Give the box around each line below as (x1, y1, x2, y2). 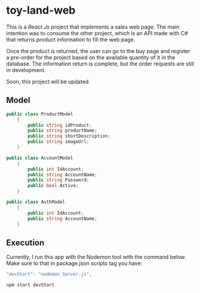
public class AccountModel (6, 155, 73, 161)
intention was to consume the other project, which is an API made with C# (6, 29, 188, 36)
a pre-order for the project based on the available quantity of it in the (6, 54, 176, 61)
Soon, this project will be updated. (6, 78, 91, 85)
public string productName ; (27, 127, 97, 134)
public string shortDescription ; (27, 133, 111, 139)
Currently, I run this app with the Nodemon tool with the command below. (6, 254, 186, 261)
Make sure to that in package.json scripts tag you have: (6, 260, 143, 267)
